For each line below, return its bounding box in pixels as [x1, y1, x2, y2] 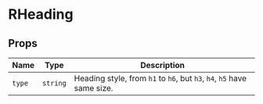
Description [140, 60, 186, 70]
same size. [74, 83, 113, 93]
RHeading [8, 5, 74, 23]
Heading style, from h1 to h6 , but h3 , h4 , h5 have [74, 73, 247, 84]
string [41, 79, 67, 88]
